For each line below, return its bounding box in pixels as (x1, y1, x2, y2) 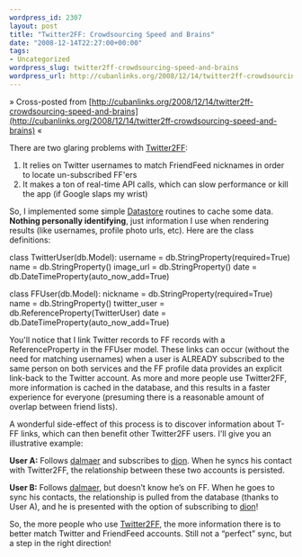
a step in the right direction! (9, 537, 111, 548)
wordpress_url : (9, 72, 67, 81)
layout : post (9, 22, 58, 31)
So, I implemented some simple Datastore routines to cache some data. (9, 206, 274, 217)
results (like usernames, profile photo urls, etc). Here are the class (9, 225, 254, 235)
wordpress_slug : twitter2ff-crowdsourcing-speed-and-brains (9, 64, 240, 73)
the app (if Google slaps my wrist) (22, 188, 148, 199)
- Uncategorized (9, 55, 70, 64)
